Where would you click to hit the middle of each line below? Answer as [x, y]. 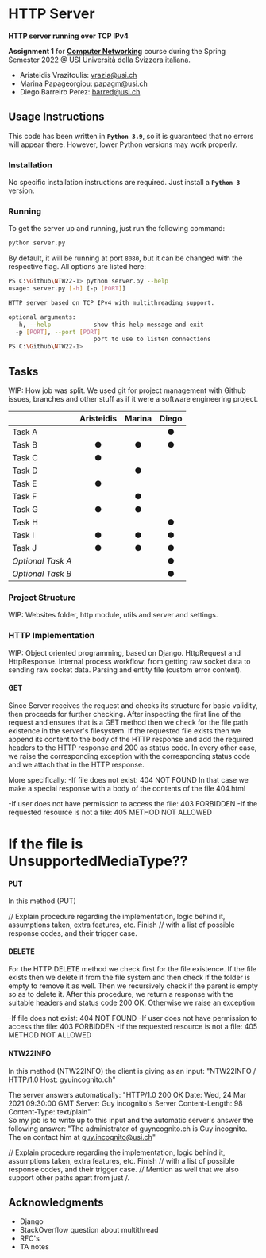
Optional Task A [42, 561]
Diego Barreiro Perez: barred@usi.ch [80, 91]
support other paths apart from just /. [69, 1177]
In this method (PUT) [42, 901]
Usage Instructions [56, 117]
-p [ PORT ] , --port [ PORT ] [58, 332]
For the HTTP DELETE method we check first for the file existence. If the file [132, 969]
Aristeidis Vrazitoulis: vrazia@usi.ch [78, 75]
